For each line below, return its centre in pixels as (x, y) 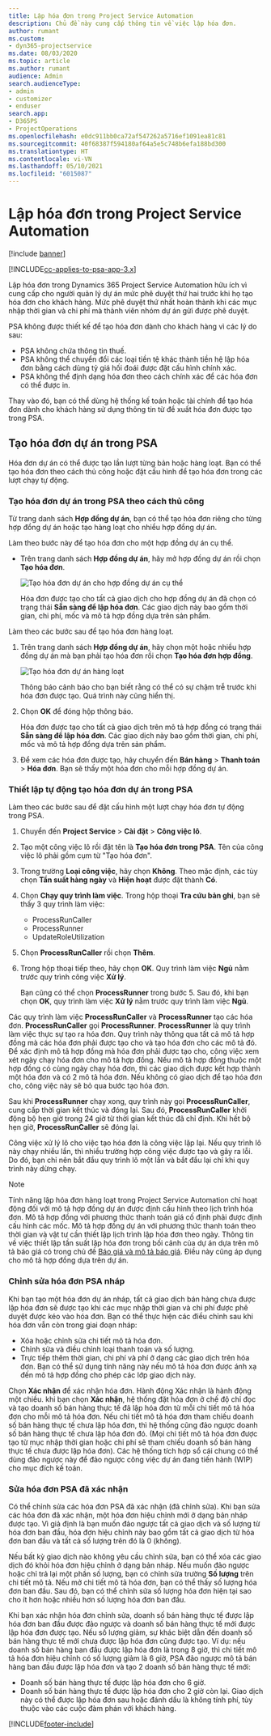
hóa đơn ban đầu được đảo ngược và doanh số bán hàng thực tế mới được (132, 1624)
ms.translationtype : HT (49, 151)
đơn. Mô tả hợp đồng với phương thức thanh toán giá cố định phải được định (135, 1217)
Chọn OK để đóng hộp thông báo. (76, 711)
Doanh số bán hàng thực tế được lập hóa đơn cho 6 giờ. (113, 1682)
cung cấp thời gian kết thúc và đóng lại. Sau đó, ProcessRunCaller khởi (127, 1110)
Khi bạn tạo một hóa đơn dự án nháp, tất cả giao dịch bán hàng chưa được (132, 1299)
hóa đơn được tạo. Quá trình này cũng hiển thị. (97, 696)
